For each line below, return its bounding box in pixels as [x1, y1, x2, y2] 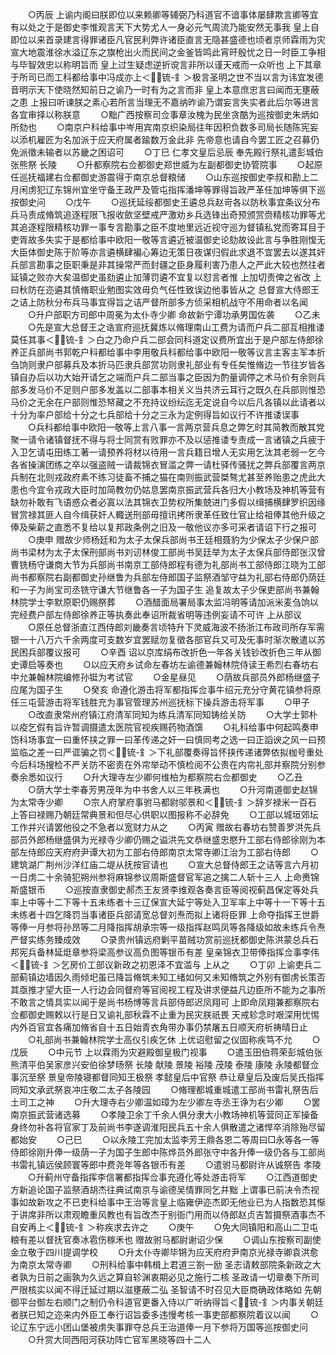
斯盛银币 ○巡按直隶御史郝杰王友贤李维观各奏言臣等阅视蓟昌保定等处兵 [10, 884, 319, 895]
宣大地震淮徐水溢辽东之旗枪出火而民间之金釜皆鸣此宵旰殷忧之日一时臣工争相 [10, 46, 326, 58]
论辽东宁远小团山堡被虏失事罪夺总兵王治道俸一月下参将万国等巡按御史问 [10, 1321, 308, 1333]
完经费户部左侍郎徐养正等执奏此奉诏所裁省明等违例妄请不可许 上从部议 [10, 609, 302, 620]
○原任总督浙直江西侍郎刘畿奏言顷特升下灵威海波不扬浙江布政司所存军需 [27, 621, 325, 633]
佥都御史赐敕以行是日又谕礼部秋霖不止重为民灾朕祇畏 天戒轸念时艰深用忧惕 [10, 1009, 320, 1020]
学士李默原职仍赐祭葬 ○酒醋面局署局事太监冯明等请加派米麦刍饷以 [27, 596, 319, 608]
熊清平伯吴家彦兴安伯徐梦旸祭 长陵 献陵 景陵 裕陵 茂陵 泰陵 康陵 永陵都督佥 [10, 1059, 320, 1070]
